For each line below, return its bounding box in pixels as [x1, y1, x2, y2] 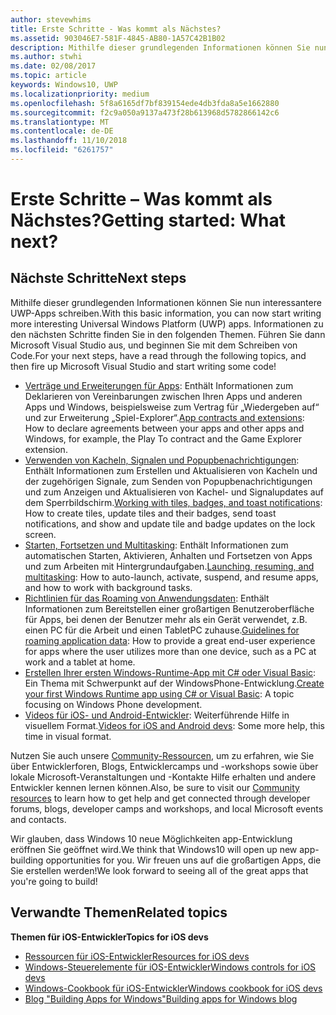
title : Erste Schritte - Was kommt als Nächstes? [10, 24, 222, 34]
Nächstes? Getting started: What [10, 209, 287, 232]
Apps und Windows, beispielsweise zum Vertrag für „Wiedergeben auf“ [24, 401, 320, 413]
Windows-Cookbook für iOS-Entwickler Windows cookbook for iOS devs [24, 982, 323, 994]
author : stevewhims [10, 14, 92, 25]
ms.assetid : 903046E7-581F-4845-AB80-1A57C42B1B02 [10, 33, 226, 43]
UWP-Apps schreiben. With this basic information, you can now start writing [10, 307, 322, 319]
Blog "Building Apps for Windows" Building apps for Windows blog [24, 992, 298, 1005]
